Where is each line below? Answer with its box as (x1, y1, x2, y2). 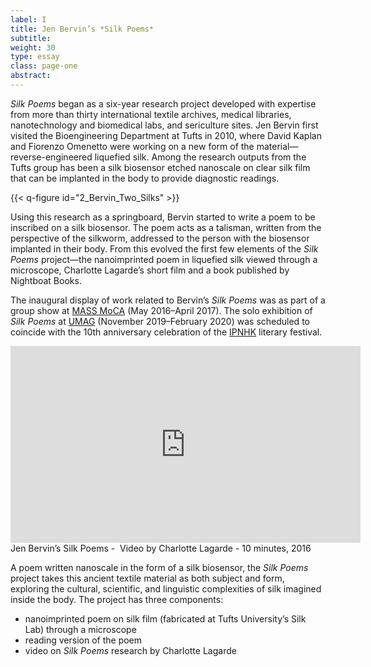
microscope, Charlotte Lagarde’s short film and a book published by (10, 264, 290, 276)
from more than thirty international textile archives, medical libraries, (10, 108, 292, 120)
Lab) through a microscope (24, 623, 137, 635)
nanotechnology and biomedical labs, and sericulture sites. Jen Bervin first (10, 119, 319, 131)
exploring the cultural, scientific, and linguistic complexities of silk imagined (10, 582, 322, 595)
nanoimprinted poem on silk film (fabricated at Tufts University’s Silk (24, 612, 307, 625)
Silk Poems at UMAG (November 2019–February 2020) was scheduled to (10, 315, 310, 327)
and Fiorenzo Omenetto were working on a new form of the (10, 140, 255, 152)
